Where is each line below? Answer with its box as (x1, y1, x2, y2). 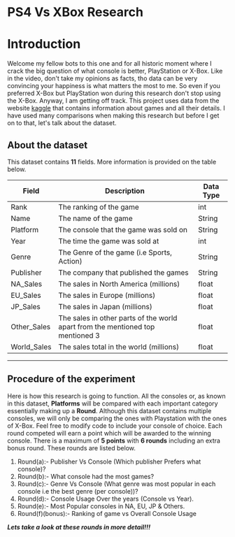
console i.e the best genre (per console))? (17, 487, 138, 495)
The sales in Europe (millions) (58, 290, 156, 300)
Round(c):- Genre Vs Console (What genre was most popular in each (17, 480, 216, 488)
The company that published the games (58, 267, 189, 277)
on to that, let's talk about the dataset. (7, 119, 117, 127)
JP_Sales (10, 301, 41, 311)
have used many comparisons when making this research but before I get (7, 111, 220, 120)
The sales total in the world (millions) (58, 342, 180, 352)
